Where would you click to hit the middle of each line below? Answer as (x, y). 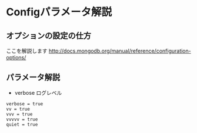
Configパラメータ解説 (59, 12)
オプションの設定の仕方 (49, 36)
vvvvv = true (22, 119)
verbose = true (25, 104)
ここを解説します (27, 51)
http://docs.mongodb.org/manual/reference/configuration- (120, 51)
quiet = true (22, 124)
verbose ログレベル (38, 92)
